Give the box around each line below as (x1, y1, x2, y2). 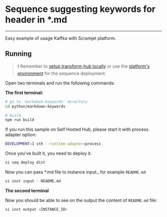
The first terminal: (5, 90, 44, 96)
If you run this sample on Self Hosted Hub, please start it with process (5, 126, 149, 132)
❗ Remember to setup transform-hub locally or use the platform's (17, 63, 150, 69)
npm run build (5, 117, 35, 122)
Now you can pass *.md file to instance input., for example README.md (5, 169, 146, 175)
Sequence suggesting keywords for (5, 3, 156, 15)
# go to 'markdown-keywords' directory (5, 99, 88, 104)
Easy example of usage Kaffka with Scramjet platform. (5, 35, 116, 41)
